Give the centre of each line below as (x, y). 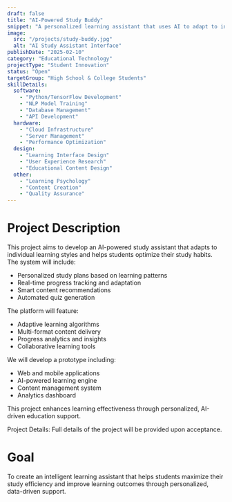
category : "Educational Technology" (60, 59)
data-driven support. (37, 491)
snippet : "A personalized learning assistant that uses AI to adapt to (112, 26)
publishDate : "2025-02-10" (46, 53)
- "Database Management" (55, 110)
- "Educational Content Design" (66, 168)
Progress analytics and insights (62, 339)
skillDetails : (28, 84)
